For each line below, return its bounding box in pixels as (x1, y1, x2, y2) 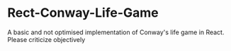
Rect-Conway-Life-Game (7, 5, 159, 21)
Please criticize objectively (7, 35, 86, 43)
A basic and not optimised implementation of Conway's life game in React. (7, 28, 225, 36)
